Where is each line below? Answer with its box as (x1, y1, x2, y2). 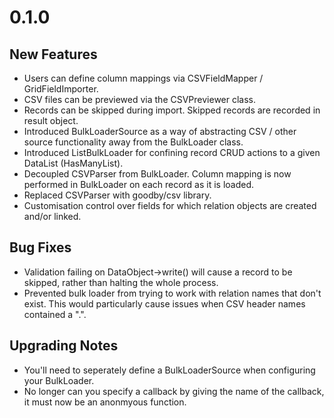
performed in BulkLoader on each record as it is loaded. (23, 179, 255, 190)
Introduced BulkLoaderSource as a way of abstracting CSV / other (23, 126, 297, 137)
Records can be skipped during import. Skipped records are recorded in (23, 104, 321, 116)
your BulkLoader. (23, 374, 95, 386)
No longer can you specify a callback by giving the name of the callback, (23, 385, 325, 397)
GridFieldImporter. (23, 83, 99, 95)
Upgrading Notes (9, 337, 119, 355)
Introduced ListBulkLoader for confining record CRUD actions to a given (23, 147, 321, 158)
